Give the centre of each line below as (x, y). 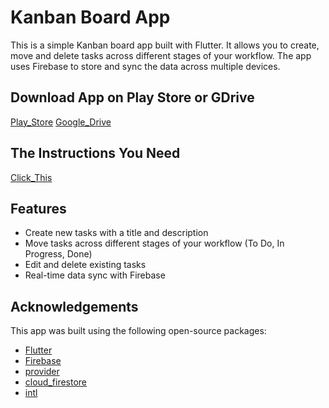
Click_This (31, 177)
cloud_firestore (56, 382)
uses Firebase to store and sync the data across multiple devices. (145, 66)
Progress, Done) (58, 254)
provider (42, 372)
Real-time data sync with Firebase (95, 275)
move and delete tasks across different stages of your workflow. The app (161, 55)
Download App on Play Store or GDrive (132, 97)
